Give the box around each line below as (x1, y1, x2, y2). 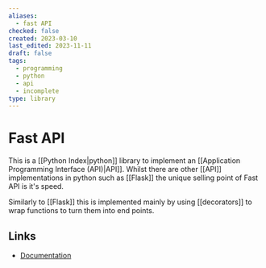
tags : (8, 57, 27, 65)
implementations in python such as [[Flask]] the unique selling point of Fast (8, 173, 259, 182)
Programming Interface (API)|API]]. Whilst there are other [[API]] (8, 165, 222, 174)
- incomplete (15, 86, 60, 95)
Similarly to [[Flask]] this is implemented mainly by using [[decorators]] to (8, 197, 252, 207)
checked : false (8, 27, 60, 35)
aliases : (8, 11, 38, 20)
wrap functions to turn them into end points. (8, 206, 155, 216)
